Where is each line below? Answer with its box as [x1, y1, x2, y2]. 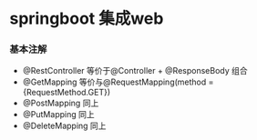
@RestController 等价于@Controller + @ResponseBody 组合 [22, 65, 248, 76]
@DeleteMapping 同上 [22, 120, 107, 132]
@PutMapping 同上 [22, 109, 95, 120]
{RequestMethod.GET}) [22, 87, 111, 98]
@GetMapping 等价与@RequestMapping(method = [22, 76, 214, 87]
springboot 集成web [9, 8, 164, 29]
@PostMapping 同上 [22, 97, 99, 109]
